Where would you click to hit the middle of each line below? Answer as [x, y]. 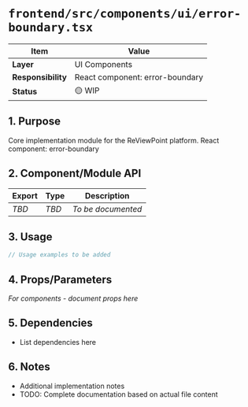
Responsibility [39, 77]
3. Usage [30, 237]
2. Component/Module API [75, 174]
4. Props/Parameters [60, 279]
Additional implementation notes [72, 386]
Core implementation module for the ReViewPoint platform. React [114, 140]
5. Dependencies [50, 323]
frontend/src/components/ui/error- [125, 14]
